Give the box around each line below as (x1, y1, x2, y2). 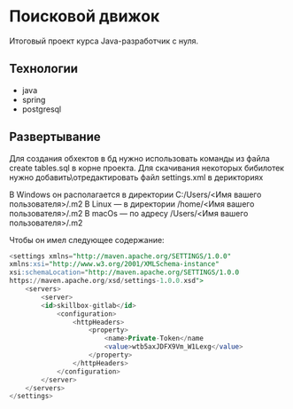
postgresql (21, 104, 62, 114)
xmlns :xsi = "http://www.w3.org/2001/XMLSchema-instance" (9, 260, 220, 269)
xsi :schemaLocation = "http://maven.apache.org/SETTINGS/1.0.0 (9, 268, 240, 277)
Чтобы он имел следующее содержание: (9, 234, 166, 245)
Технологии (9, 61, 78, 76)
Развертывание (9, 130, 101, 145)
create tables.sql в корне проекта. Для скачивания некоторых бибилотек (9, 162, 285, 173)
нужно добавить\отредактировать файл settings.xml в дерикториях (9, 171, 264, 183)
